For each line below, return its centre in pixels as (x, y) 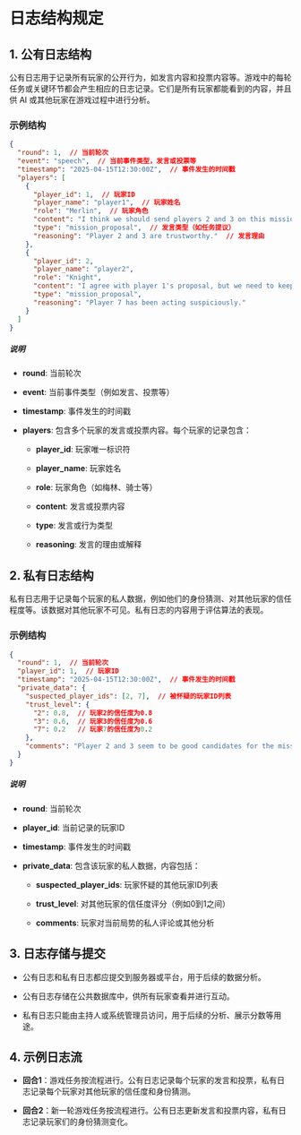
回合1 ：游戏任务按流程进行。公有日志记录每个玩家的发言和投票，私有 (150, 1080)
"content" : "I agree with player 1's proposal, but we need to (154, 286)
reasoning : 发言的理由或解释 (89, 545)
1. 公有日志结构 (51, 54)
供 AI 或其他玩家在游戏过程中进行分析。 (82, 100)
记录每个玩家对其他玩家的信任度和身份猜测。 (112, 1092)
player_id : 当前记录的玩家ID (73, 827)
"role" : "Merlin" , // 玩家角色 (91, 211)
